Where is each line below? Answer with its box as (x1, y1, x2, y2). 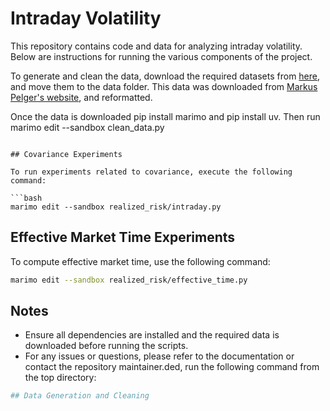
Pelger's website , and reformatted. (10, 91, 153, 103)
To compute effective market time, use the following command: (10, 255, 271, 267)
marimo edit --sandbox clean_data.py (10, 121, 165, 133)
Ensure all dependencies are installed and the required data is (24, 329, 280, 341)
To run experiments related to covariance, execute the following (10, 167, 293, 177)
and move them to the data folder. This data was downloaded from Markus (10, 80, 318, 92)
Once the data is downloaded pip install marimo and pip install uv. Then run (10, 110, 321, 122)
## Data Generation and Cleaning (10, 391, 150, 401)
